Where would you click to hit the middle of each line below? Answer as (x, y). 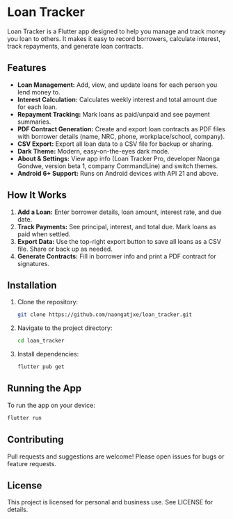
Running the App (45, 389)
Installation (32, 285)
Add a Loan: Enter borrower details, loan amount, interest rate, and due (119, 212)
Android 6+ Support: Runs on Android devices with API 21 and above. (118, 173)
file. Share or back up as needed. (65, 249)
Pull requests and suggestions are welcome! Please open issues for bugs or (116, 456)
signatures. (33, 263)
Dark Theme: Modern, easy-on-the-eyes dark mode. (93, 151)
